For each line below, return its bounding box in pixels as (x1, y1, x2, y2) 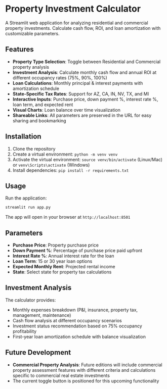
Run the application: (5, 195, 47, 201)
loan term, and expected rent (12, 102, 73, 108)
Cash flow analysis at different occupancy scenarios (12, 317, 122, 323)
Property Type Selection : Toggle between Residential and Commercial (12, 59, 161, 65)
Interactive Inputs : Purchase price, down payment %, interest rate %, (12, 96, 158, 102)
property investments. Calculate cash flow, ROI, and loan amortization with (5, 25, 161, 31)
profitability (12, 328, 37, 334)
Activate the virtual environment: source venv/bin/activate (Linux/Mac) (12, 156, 163, 162)
